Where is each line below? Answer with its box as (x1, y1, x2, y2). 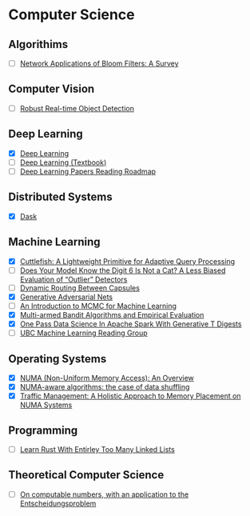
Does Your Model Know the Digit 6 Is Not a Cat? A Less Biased (19, 266, 226, 275)
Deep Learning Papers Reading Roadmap (19, 166, 157, 176)
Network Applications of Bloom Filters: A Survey (19, 58, 179, 68)
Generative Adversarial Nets (19, 292, 113, 302)
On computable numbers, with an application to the (19, 490, 189, 499)
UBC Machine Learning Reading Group (19, 328, 148, 338)
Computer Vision (8, 82, 95, 96)
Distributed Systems (8, 190, 113, 204)
